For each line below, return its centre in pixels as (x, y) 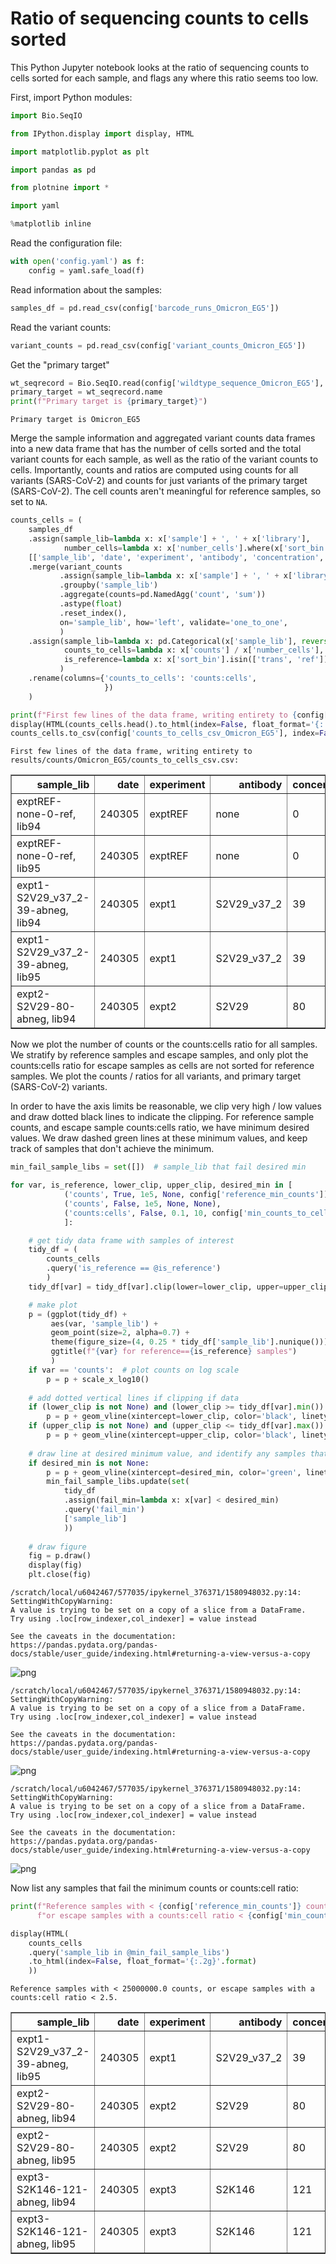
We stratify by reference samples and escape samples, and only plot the (159, 1055)
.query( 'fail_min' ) (104, 1510)
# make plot (53, 1305)
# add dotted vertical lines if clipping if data (134, 1398)
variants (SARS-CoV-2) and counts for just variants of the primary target (159, 481)
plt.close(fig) (60, 1575)
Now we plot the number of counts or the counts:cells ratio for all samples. (164, 1044)
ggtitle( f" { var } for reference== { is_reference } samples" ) (174, 1352)
